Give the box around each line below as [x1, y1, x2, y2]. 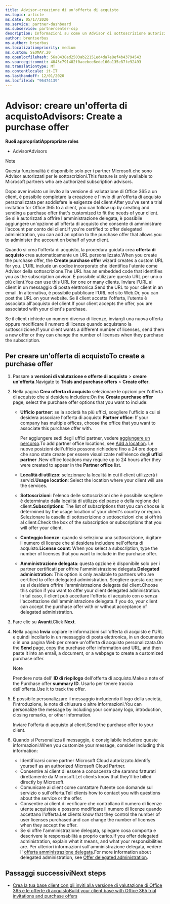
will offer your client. [20, 524, 63, 531]
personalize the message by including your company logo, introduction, [12, 706, 162, 712]
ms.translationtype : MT [5, 64, 56, 69]
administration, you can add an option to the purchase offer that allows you [5, 231, 162, 237]
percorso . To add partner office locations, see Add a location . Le [20, 440, 154, 446]
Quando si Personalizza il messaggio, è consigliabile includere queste [12, 737, 158, 743]
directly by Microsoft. [20, 779, 65, 785]
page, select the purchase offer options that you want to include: [12, 399, 148, 405]
